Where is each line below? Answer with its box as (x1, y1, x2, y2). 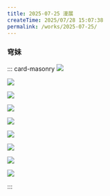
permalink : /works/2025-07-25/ (7, 23, 98, 30)
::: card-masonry (7, 64, 55, 73)
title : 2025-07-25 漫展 (7, 10, 74, 17)
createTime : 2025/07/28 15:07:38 (7, 17, 104, 24)
